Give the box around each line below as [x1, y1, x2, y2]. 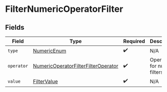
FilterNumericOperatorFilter [5, 3, 123, 15]
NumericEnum [33, 47, 67, 54]
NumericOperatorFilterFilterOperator [33, 63, 118, 69]
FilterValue [33, 78, 58, 85]
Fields [5, 23, 25, 32]
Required [123, 38, 145, 45]
